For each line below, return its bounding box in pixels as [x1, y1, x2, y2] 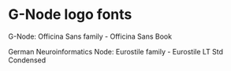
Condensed [8, 55, 47, 65]
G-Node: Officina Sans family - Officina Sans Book [8, 32, 172, 41]
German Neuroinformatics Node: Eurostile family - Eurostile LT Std [8, 47, 223, 56]
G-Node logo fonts [8, 6, 132, 24]
